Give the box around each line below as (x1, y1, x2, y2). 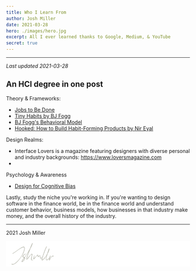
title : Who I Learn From (6, 9, 66, 15)
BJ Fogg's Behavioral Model (14, 119, 83, 126)
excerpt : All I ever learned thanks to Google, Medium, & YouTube (6, 34, 171, 40)
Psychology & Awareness (6, 171, 67, 178)
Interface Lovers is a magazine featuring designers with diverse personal (14, 147, 190, 154)
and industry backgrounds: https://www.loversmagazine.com (14, 154, 162, 161)
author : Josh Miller (6, 15, 57, 22)
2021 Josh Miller (6, 229, 45, 236)
